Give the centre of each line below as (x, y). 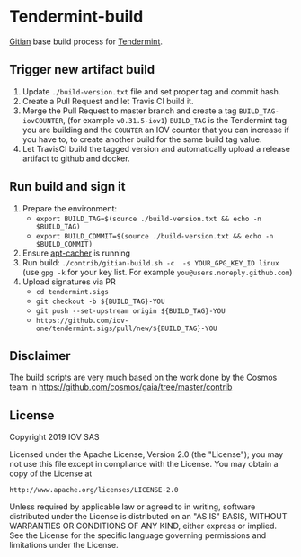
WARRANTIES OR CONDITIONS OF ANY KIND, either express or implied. (143, 526)
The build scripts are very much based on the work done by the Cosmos (143, 377)
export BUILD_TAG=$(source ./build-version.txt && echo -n (149, 219)
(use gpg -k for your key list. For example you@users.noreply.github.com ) (157, 272)
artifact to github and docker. (76, 158)
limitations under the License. (64, 545)
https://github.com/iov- (82, 320)
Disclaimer (40, 356)
